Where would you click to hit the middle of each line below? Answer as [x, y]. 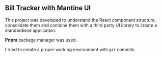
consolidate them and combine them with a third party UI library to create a [81, 25]
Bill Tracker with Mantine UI [48, 8]
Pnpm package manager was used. [41, 40]
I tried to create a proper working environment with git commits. [70, 49]
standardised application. [31, 30]
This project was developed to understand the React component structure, [81, 20]
